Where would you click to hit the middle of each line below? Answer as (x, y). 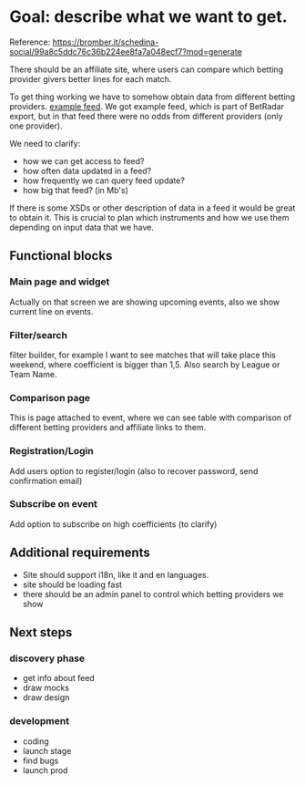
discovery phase (47, 658)
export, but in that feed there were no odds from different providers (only (147, 116)
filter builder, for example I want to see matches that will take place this (142, 355)
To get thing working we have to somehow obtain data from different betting (152, 97)
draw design (46, 697)
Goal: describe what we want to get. (149, 17)
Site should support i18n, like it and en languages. (116, 574)
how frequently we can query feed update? (103, 181)
